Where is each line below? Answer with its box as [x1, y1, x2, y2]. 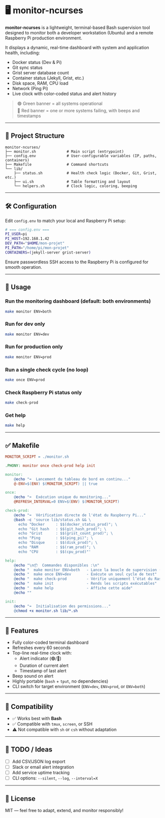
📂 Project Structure [5, 132, 65, 140]
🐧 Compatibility [5, 702, 54, 711]
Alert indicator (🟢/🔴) [19, 656, 61, 661]
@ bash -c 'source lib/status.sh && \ [14, 517, 91, 522]
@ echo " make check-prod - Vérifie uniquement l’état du [14, 576, 153, 582]
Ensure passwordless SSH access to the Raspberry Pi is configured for [5, 259, 149, 265]
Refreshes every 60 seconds [12, 645, 71, 651]
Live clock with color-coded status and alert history [12, 91, 117, 96]
